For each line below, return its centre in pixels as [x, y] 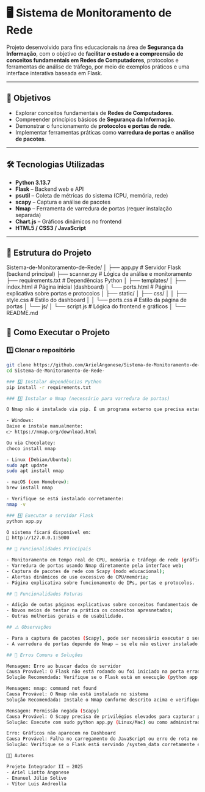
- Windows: [20, 421]
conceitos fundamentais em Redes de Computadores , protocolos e [92, 60]
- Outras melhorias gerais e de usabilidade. [65, 616]
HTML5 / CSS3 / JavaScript [51, 228]
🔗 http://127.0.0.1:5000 [38, 538]
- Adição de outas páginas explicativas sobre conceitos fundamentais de [102, 605]
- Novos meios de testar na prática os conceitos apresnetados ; [90, 610]
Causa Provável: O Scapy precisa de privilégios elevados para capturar [101, 716]
